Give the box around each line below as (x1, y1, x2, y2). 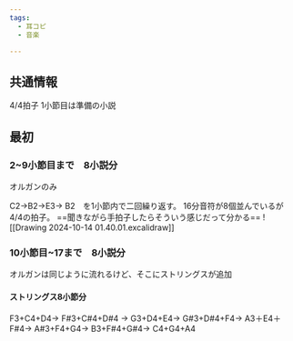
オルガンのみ (9, 181, 57, 192)
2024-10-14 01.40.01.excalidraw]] (48, 222, 175, 233)
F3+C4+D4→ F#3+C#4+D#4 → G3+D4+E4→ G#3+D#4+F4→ (9, 313, 243, 324)
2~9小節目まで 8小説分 (9, 158, 118, 171)
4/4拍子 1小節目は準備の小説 (9, 100, 116, 111)
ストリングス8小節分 (9, 291, 87, 302)
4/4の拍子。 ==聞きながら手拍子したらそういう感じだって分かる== (9, 211, 261, 223)
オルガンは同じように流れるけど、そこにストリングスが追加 (9, 269, 232, 280)
